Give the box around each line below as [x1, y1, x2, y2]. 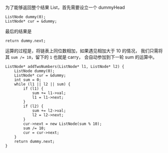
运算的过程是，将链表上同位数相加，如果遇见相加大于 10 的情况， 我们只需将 [5, 48, 163, 54]
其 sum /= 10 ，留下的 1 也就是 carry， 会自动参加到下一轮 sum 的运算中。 [5, 54, 157, 60]
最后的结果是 [5, 28, 32, 34]
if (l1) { [23, 86, 44, 91]
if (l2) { [23, 104, 44, 109]
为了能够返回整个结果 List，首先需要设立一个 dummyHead [5, 5, 125, 10]
